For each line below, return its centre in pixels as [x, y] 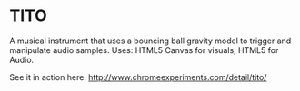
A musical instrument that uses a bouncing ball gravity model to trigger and [150, 41]
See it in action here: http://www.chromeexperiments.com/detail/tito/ [138, 77]
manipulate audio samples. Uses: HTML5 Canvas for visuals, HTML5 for [144, 50]
